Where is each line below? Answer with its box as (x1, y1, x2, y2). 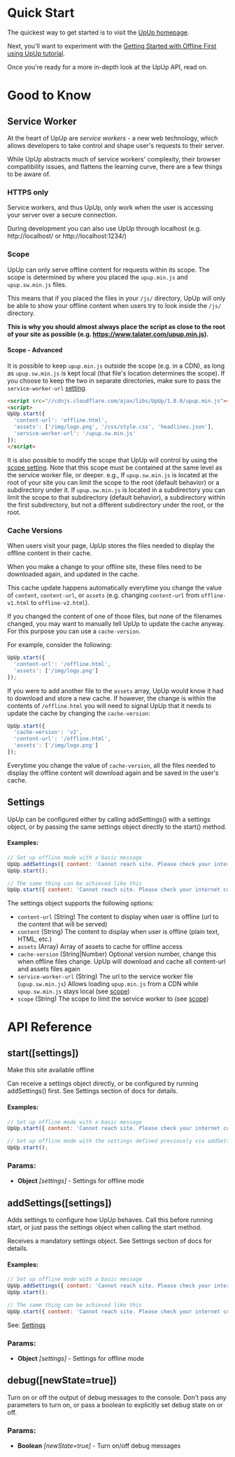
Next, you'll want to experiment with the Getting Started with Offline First (7, 41, 217, 50)
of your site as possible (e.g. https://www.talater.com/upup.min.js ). (7, 330, 209, 338)
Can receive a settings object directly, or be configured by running (7, 1079, 199, 1088)
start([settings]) (7, 1047, 79, 1059)
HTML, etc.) (17, 935, 52, 943)
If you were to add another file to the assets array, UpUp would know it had (7, 686, 224, 695)
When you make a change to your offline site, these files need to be (7, 563, 202, 571)
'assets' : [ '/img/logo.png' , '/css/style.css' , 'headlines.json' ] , (13, 423, 215, 431)
